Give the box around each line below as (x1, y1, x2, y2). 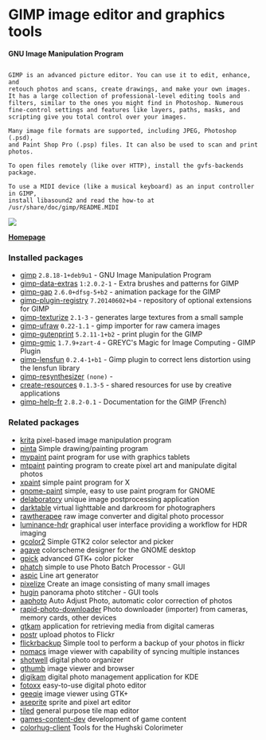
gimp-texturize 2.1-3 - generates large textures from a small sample (19, 313, 244, 322)
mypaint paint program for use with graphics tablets (19, 452, 190, 462)
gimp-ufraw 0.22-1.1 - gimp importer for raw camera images (19, 321, 221, 331)
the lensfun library (19, 364, 80, 373)
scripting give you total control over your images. (8, 113, 187, 121)
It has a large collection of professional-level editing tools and (8, 92, 241, 100)
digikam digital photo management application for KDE (19, 672, 199, 681)
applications (19, 388, 61, 399)
